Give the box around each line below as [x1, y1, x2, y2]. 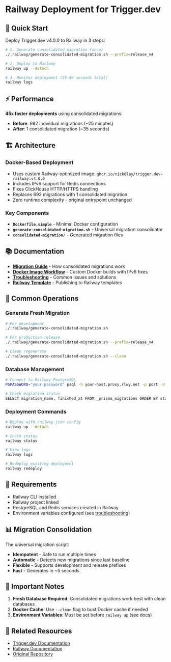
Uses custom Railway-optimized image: [12, 171, 96, 177]
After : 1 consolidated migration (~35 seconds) [12, 126, 109, 132]
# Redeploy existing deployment [5, 461, 74, 466]
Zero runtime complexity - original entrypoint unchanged [12, 197, 132, 203]
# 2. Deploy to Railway [5, 61, 56, 66]
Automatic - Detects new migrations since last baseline [12, 557, 130, 563]
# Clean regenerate [5, 349, 47, 354]
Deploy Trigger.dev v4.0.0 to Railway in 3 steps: [5, 37, 105, 43]
